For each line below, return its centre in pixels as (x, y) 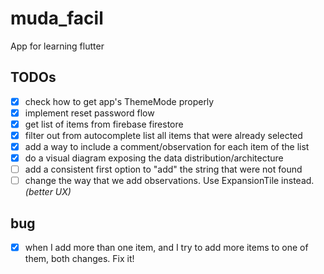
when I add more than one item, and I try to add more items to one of (166, 248)
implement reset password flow (89, 113)
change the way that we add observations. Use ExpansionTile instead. (169, 181)
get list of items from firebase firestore (104, 124)
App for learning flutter (57, 46)
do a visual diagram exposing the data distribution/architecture (154, 158)
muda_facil (57, 18)
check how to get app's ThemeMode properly (119, 101)
